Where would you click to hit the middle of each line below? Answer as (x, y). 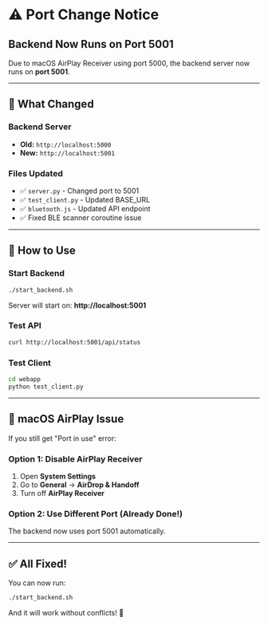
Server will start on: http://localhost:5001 (77, 305)
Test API (25, 326)
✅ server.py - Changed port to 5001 (79, 191)
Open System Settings (58, 476)
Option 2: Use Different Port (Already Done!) (96, 513)
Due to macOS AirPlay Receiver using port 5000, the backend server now (129, 63)
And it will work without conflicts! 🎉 (66, 612)
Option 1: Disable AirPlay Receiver (75, 458)
